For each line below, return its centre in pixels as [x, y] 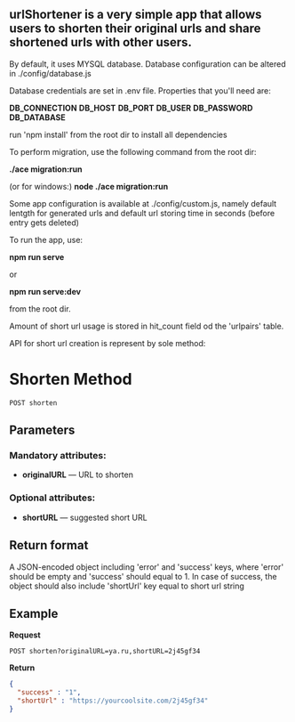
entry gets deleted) [44, 223]
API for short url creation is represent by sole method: [108, 343]
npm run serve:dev [45, 291]
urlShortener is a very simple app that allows [136, 15]
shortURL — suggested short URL [85, 517]
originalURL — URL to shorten [77, 475]
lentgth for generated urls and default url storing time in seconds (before [142, 213]
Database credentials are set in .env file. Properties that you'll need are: [140, 90]
